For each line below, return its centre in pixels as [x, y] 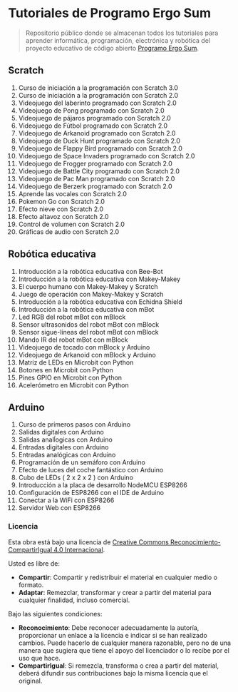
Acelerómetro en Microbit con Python [73, 385]
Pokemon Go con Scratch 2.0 [62, 201]
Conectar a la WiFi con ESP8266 [66, 500]
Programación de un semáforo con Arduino [82, 462]
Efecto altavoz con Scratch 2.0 [63, 216]
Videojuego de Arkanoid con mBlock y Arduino [87, 355]
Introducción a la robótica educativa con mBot [86, 309]
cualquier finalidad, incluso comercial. [74, 600]
